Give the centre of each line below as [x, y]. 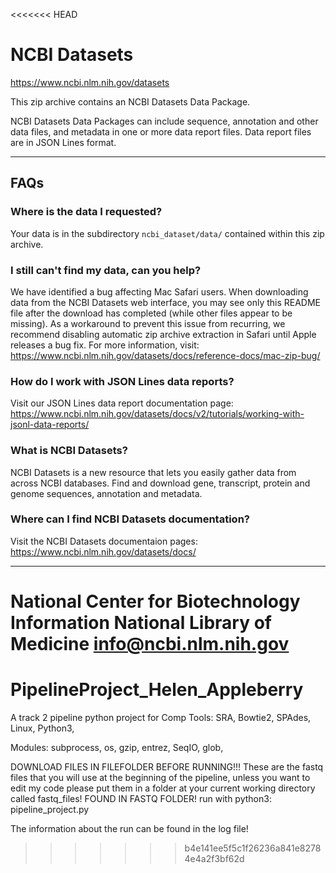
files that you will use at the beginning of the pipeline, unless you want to [160, 777]
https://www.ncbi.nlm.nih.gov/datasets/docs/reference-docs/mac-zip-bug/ [165, 355]
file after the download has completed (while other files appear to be [151, 313]
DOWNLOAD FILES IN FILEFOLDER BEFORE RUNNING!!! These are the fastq [167, 766]
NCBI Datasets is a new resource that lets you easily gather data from [153, 472]
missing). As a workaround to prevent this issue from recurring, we [148, 323]
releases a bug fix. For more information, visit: [105, 345]
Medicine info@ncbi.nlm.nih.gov [150, 644]
